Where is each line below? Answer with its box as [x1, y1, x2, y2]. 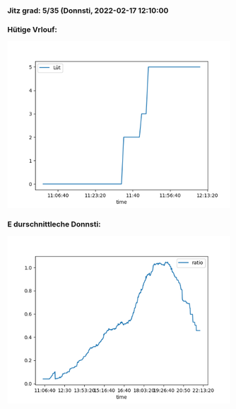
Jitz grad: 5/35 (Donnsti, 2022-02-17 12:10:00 [7, 6, 169, 16]
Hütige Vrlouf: [7, 24, 58, 34]
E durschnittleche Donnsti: [7, 219, 101, 229]
